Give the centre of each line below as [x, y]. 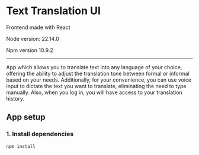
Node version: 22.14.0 [33, 38]
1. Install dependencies [40, 134]
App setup [26, 117]
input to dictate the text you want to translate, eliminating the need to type [96, 86]
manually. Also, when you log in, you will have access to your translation [94, 92]
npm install [21, 146]
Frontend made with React [38, 27]
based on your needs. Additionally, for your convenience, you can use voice [99, 80]
